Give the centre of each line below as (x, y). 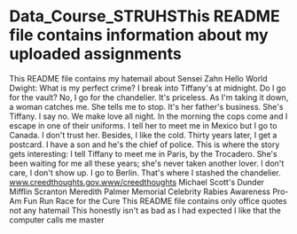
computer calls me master (57, 220)
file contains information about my (139, 35)
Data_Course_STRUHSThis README (145, 16)
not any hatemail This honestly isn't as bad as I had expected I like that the (145, 210)
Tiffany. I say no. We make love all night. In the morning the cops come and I (148, 116)
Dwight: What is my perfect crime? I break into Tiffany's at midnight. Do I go (148, 88)
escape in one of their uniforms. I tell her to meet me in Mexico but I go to (143, 125)
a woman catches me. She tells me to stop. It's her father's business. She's (146, 106)
